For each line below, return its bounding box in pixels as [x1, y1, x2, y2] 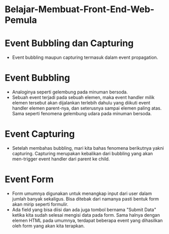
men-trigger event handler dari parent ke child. [12, 156, 110, 162]
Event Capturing [5, 128, 75, 140]
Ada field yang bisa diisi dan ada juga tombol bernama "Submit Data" [12, 207, 156, 213]
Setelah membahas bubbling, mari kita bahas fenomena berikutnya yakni [12, 145, 164, 151]
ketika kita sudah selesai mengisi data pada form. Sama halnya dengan [12, 212, 160, 218]
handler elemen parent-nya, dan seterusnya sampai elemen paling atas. [12, 105, 162, 111]
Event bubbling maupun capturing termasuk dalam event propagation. [12, 54, 158, 60]
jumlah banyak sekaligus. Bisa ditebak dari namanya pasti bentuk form [12, 195, 159, 202]
